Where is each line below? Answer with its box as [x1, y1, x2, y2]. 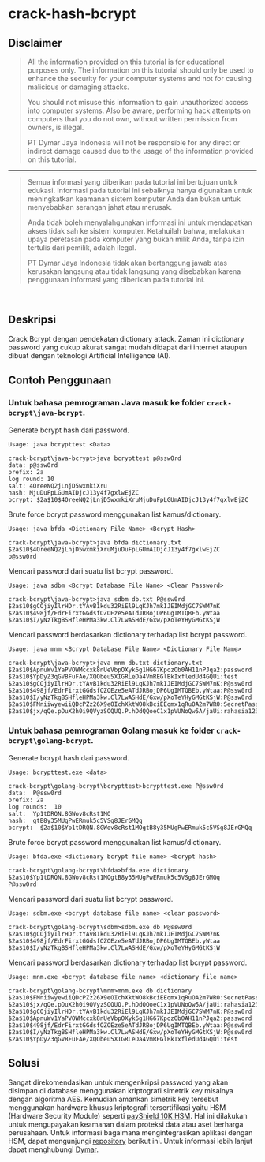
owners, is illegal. [27, 123, 84, 132]
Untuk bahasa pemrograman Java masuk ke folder [8, 398, 205, 409]
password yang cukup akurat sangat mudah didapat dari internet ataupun [8, 342, 247, 352]
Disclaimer [8, 36, 62, 50]
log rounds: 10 [8, 802, 62, 811]
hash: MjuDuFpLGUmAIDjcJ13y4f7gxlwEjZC [8, 488, 140, 497]
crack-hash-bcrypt [8, 5, 136, 23]
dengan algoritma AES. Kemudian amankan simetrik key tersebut [8, 1094, 219, 1104]
